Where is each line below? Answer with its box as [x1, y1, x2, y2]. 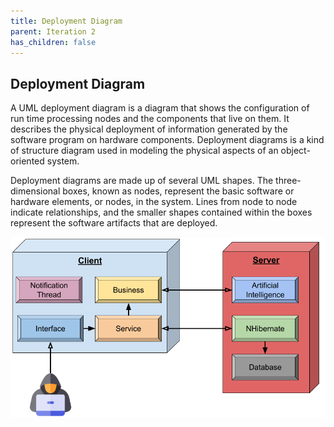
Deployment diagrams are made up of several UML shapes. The [10, 175, 274, 187]
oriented [10, 155, 45, 167]
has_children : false [10, 37, 97, 47]
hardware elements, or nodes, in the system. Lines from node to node [10, 196, 298, 208]
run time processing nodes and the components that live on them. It [10, 113, 290, 125]
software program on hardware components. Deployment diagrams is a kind [10, 134, 325, 146]
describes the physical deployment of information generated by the [10, 123, 288, 135]
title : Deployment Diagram [10, 16, 123, 26]
